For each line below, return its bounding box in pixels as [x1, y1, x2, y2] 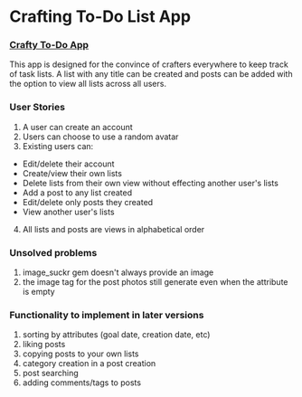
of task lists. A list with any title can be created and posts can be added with [9, 69, 293, 80]
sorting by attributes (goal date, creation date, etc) [22, 329, 211, 340]
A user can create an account [22, 121, 133, 132]
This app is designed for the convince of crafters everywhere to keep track [9, 59, 289, 70]
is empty [22, 287, 56, 298]
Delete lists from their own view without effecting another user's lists [22, 177, 278, 188]
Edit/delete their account [22, 158, 115, 169]
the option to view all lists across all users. [9, 79, 167, 90]
